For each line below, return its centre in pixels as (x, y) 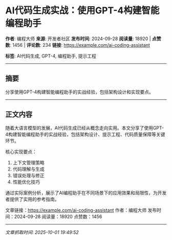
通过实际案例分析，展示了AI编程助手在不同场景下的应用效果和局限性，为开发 (86, 193)
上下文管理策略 (28, 162)
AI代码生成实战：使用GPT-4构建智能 (82, 11)
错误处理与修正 (28, 175)
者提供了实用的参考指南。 (32, 199)
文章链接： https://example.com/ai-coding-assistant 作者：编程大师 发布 (81, 210)
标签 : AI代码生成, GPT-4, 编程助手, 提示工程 (51, 56)
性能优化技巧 (26, 182)
